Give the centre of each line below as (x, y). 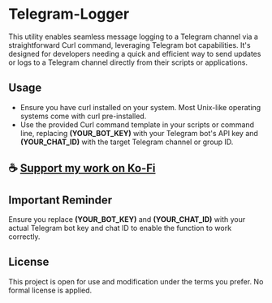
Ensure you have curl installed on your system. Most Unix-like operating (140, 107)
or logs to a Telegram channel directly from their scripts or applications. (128, 62)
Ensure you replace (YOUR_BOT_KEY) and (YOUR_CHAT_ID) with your (127, 219)
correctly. (24, 237)
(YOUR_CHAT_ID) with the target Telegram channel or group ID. (127, 142)
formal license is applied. (50, 290)
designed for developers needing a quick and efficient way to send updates (135, 53)
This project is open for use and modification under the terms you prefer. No (136, 281)
